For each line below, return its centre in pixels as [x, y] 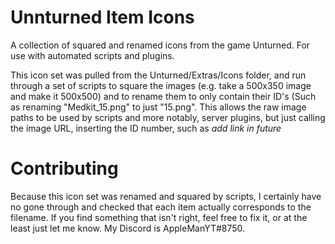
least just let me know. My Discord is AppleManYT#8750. [128, 228]
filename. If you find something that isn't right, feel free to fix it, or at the [159, 217]
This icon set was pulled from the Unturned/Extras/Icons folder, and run [158, 75]
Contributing [64, 168]
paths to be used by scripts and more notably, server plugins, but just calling [168, 117]
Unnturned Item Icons [102, 17]
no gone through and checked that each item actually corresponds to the [161, 207]
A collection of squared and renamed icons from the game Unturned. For [160, 45]
